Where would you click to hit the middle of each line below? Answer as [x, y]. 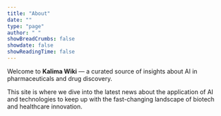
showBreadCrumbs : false [41, 39]
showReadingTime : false [41, 52]
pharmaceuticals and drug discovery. [60, 78]
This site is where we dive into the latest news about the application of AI [110, 92]
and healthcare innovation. [45, 106]
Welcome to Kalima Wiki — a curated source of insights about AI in [102, 71]
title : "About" [29, 13]
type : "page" [26, 26]
